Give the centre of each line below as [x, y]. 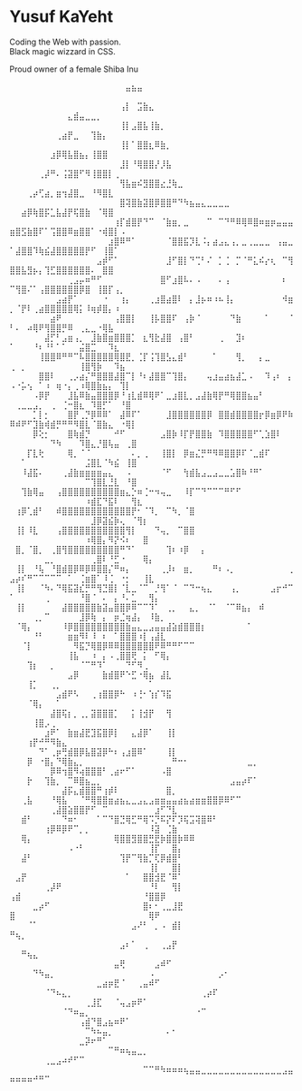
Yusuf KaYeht [61, 17]
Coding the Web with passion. [66, 42]
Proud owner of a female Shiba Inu [74, 69]
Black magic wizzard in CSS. [62, 51]
